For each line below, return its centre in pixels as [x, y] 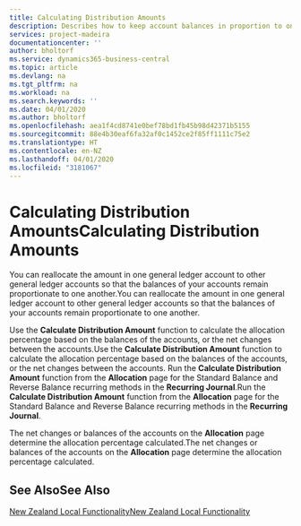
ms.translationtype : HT [54, 142]
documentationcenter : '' [56, 43]
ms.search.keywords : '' [54, 101]
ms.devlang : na [38, 76]
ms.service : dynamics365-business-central [90, 59]
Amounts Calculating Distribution [134, 231]
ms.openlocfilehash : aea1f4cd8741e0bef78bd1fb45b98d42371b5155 [130, 126]
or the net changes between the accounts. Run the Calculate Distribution [146, 368]
